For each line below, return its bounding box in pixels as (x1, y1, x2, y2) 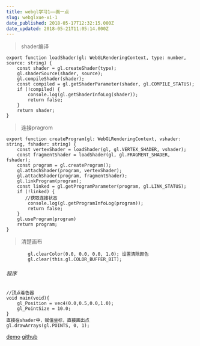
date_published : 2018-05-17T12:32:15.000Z (6, 20, 114, 26)
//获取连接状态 (25, 195, 58, 202)
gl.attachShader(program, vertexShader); (17, 168, 122, 174)
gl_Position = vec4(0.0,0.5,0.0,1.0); (17, 300, 114, 307)
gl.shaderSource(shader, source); (17, 70, 103, 77)
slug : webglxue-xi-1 (6, 14, 58, 20)
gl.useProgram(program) (17, 216, 77, 223)
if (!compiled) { (17, 87, 61, 93)
